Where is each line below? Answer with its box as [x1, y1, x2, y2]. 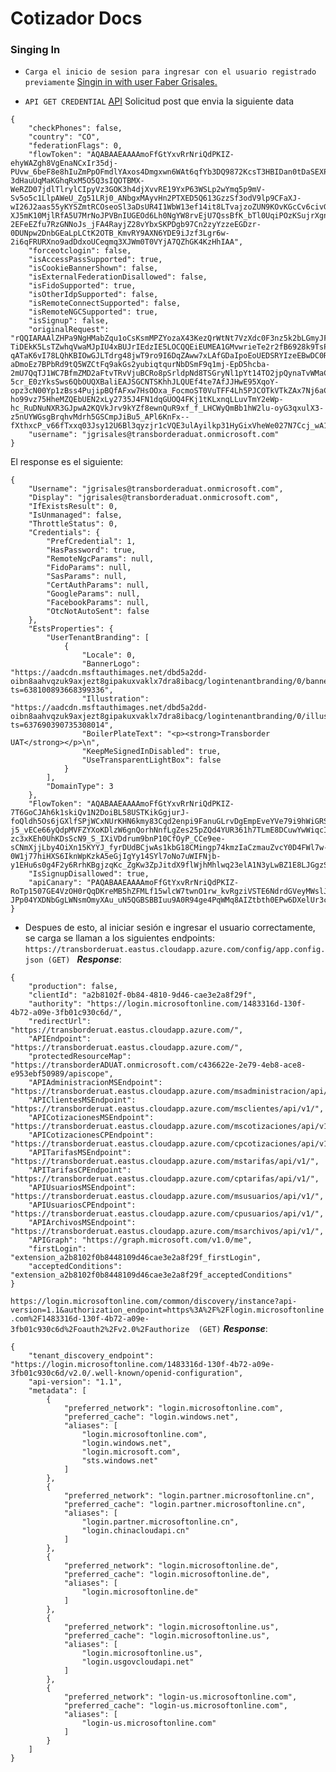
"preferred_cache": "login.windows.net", [63, 1412, 240, 1422]
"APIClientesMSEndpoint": [28, 1095, 137, 1106]
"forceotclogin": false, [28, 246, 132, 256]
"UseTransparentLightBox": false [81, 755, 222, 766]
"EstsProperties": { [28, 624, 114, 634]
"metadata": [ [28, 1386, 87, 1396]
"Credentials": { [28, 528, 101, 538]
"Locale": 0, [81, 650, 137, 661]
